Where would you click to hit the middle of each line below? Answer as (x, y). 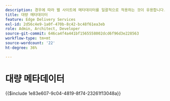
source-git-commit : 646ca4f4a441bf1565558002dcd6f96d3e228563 (72, 33)
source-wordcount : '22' (30, 43)
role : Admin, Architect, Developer (43, 29)
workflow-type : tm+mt (28, 39)
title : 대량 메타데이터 (27, 15)
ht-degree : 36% (21, 48)
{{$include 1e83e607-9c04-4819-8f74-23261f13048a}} (63, 93)
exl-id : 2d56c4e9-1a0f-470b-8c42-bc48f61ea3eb (55, 24)
